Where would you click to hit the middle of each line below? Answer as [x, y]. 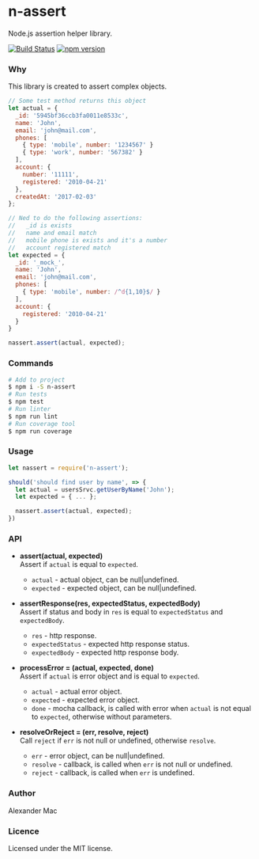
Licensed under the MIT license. [60, 848]
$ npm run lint [33, 416]
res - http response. [64, 636]
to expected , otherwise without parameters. [101, 717]
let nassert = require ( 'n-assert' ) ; [68, 468]
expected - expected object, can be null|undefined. [114, 588]
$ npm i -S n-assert [42, 387]
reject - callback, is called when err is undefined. [113, 773]
